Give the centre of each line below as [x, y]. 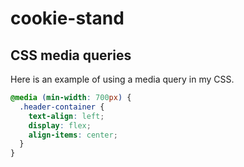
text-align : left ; [66, 116]
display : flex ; [60, 125]
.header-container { [62, 107]
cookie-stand [67, 18]
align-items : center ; [73, 135]
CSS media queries [71, 55]
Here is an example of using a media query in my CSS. [122, 79]
